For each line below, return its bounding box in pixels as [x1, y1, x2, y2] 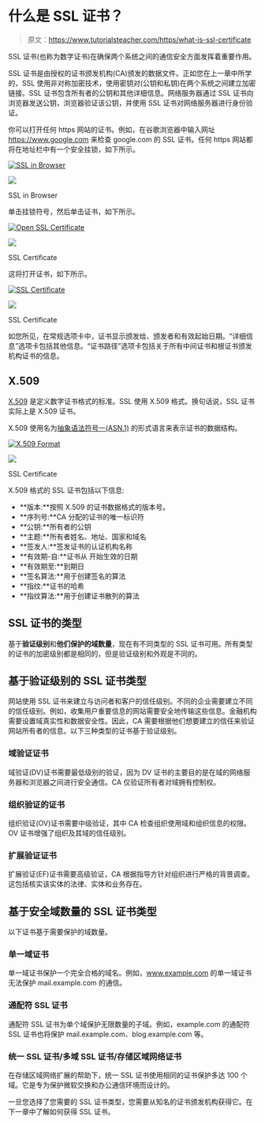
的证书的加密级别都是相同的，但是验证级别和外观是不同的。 [8, 649, 202, 658]
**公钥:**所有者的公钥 [19, 522, 91, 531]
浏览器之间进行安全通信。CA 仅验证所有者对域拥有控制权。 [28, 777, 221, 786]
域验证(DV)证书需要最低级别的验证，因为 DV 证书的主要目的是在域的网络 [8, 768, 244, 777]
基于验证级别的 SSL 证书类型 [8, 673, 147, 688]
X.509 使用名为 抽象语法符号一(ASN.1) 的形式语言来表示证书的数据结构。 [8, 423, 242, 432]
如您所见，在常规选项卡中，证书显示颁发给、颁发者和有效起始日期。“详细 [8, 331, 247, 341]
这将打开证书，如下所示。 [8, 269, 91, 278]
